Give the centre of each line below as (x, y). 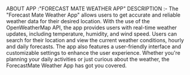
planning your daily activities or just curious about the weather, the (88, 59)
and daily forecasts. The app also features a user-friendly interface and (94, 46)
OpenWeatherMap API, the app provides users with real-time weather (92, 27)
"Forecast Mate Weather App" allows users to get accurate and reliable (93, 15)
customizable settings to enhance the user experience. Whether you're (93, 53)
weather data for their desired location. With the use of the (78, 21)
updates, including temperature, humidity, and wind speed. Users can (92, 34)
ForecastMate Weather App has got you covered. (66, 65)
